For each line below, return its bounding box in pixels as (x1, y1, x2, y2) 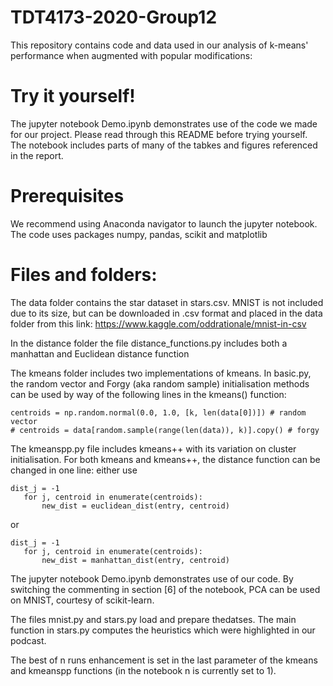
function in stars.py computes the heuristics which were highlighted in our (10, 624, 316, 636)
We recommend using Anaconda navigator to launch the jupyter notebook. (10, 217, 318, 230)
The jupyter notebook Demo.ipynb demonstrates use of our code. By (10, 572, 294, 585)
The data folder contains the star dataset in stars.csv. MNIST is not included (10, 296, 324, 308)
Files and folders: (10, 264, 158, 286)
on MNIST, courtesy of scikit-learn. (10, 594, 155, 606)
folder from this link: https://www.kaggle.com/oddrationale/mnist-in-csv (10, 317, 307, 330)
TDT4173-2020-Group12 (10, 6, 218, 29)
